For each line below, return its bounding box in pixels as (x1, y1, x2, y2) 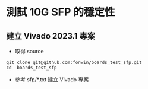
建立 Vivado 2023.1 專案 (6, 31, 95, 41)
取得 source (14, 48, 44, 55)
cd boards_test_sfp (6, 65, 58, 71)
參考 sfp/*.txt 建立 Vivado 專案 (14, 76, 89, 83)
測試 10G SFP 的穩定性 (6, 5, 115, 19)
